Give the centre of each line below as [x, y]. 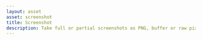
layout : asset [24, 11]
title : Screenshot [29, 22]
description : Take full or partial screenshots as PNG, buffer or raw [96, 28]
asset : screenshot [29, 17]
